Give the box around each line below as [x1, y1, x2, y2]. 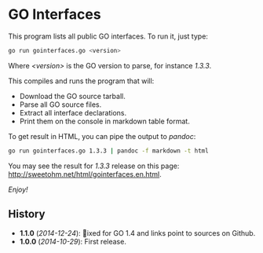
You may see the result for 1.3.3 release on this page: [8, 161, 180, 170]
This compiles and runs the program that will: [8, 76, 155, 86]
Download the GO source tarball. [19, 91, 126, 101]
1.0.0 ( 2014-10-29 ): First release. [19, 236, 127, 246]
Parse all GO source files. [19, 100, 102, 109]
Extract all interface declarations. [19, 108, 127, 117]
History [8, 207, 46, 221]
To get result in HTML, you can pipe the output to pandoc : [8, 131, 196, 141]
